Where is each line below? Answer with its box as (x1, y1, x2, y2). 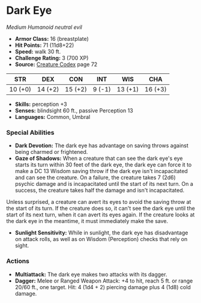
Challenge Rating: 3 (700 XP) (14, 54, 89, 61)
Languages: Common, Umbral (14, 113, 91, 120)
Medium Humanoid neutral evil (6, 23, 82, 31)
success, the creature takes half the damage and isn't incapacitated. (14, 187, 185, 194)
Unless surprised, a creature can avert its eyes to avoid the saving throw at (6, 198, 191, 206)
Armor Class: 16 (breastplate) (14, 35, 89, 42)
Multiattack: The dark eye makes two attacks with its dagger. (14, 271, 167, 278)
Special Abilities (6, 128, 55, 136)
